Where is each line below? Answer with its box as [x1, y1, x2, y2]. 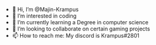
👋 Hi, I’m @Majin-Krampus [12, 6, 79, 13]
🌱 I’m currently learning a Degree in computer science [12, 19, 149, 26]
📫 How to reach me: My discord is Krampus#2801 [12, 32, 139, 39]
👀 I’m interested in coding [12, 12, 77, 19]
